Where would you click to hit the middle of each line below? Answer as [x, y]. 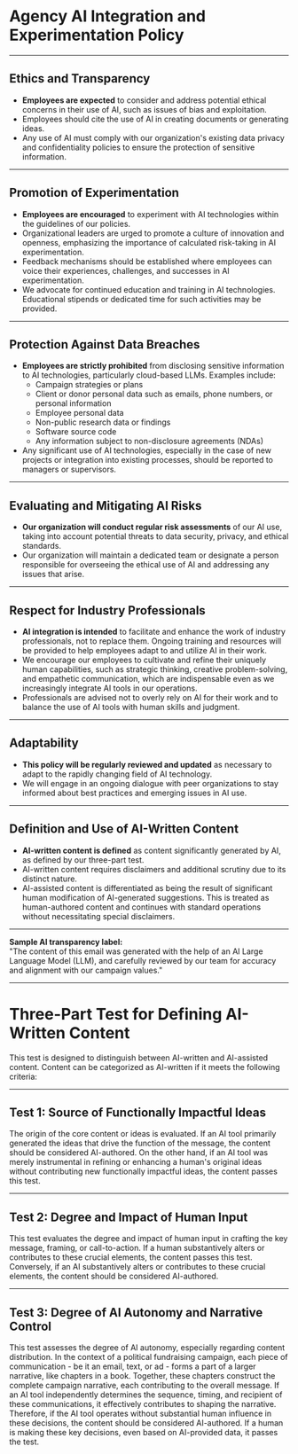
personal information [73, 403]
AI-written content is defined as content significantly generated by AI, [151, 850]
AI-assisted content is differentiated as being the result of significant [147, 887]
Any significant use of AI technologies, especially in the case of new [147, 450]
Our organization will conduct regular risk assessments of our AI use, [152, 527]
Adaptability [44, 743]
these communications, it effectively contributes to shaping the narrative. [143, 1404]
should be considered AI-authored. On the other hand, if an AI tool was [139, 1153]
